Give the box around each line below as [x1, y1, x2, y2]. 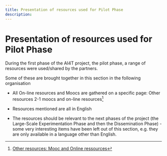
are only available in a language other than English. [12, 131, 117, 137]
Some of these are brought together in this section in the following [5, 75, 141, 81]
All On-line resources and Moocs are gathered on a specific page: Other [12, 90, 161, 96]
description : [5, 12, 32, 17]
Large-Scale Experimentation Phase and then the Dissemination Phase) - [12, 121, 162, 127]
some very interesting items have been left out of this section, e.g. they [12, 126, 158, 132]
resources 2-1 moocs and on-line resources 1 [12, 95, 104, 102]
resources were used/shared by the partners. [5, 66, 98, 72]
